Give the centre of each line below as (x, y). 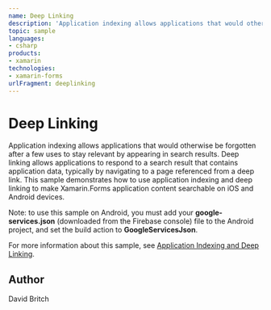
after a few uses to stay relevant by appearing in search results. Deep (124, 154)
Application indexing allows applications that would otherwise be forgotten (132, 145)
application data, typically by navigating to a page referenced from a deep (131, 171)
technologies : (32, 69)
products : (25, 53)
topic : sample (32, 31)
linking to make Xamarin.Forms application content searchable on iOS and (131, 189)
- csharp (23, 46)
